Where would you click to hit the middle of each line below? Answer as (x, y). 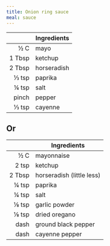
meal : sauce (21, 18)
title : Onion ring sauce (37, 12)
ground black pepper (65, 224)
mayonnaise (53, 156)
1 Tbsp (20, 58)
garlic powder (55, 205)
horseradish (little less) (68, 175)
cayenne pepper (59, 235)
